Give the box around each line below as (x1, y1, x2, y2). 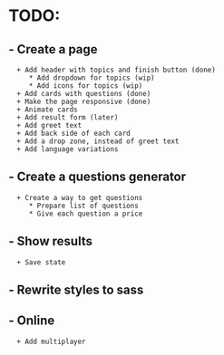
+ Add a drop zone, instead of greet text (16, 137, 180, 146)
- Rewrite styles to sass (8, 283, 144, 298)
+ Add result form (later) (16, 113, 119, 122)
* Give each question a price (28, 209, 143, 218)
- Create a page (8, 42, 98, 57)
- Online (8, 313, 55, 329)
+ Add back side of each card (16, 129, 131, 138)
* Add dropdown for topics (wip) (28, 73, 155, 82)
